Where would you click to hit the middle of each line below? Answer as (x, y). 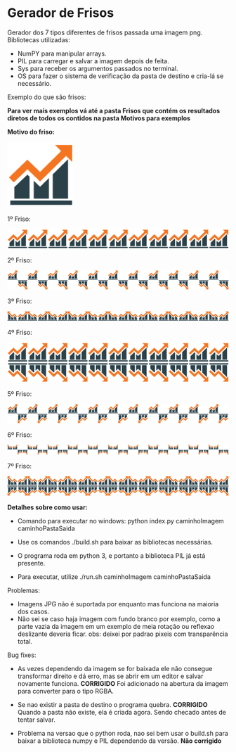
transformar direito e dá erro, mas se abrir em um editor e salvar (110, 676)
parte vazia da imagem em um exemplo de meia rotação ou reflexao (116, 626)
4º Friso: (20, 333)
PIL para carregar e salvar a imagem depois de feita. (93, 60)
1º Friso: (19, 219)
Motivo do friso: (31, 132)
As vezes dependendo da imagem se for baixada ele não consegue (115, 668)
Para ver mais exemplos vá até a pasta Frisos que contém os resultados (114, 110)
